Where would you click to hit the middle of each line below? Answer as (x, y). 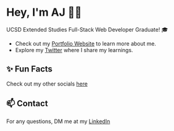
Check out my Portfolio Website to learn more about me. (85, 43)
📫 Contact (27, 103)
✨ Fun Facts (30, 69)
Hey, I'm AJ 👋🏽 (44, 12)
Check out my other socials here (47, 84)
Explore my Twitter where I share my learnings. (74, 50)
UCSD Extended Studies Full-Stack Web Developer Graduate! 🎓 (87, 29)
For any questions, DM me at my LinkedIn (58, 121)
